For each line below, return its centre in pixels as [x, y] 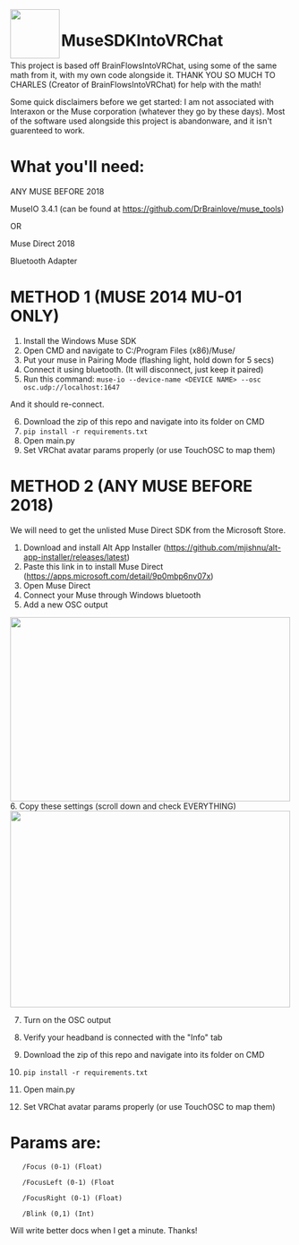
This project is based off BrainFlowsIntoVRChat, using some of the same [144, 65]
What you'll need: [77, 167]
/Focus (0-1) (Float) [62, 1167]
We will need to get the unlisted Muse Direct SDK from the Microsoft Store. [148, 530]
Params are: [56, 1142]
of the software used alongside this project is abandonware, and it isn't [141, 121]
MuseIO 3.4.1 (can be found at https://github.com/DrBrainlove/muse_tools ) [147, 209]
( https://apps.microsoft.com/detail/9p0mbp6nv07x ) [118, 576]
